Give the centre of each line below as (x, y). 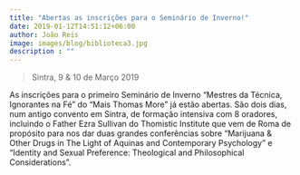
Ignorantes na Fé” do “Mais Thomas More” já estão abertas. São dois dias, (148, 104)
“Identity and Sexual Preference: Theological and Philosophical (127, 153)
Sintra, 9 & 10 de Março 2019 (85, 77)
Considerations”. (40, 162)
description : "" (42, 52)
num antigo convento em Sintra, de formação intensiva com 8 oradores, (144, 114)
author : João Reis (44, 34)
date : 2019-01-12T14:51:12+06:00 (73, 26)
